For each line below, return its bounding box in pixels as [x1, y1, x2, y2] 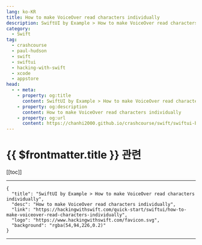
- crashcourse [11, 43, 47, 49]
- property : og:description [17, 103, 87, 110]
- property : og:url [17, 115, 66, 121]
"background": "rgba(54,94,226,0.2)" [11, 223, 106, 229]
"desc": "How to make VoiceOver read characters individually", [11, 202, 176, 208]
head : [6, 82, 20, 88]
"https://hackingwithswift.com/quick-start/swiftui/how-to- [32, 207, 187, 213]
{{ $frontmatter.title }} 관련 [6, 148, 141, 162]
